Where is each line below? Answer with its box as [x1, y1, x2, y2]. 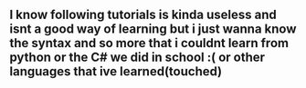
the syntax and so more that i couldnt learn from [9, 35, 290, 51]
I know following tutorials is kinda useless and [9, 7, 277, 23]
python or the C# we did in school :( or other [9, 50, 266, 65]
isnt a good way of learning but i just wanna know [9, 22, 297, 37]
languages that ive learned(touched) [9, 64, 223, 80]
